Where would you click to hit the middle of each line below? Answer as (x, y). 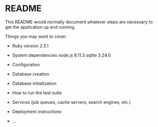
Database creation (31, 74)
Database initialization (34, 83)
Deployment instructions (37, 111)
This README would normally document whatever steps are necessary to (79, 22)
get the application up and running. (40, 27)
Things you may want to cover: (36, 36)
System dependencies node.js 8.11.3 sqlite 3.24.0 (61, 55)
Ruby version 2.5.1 (30, 46)
